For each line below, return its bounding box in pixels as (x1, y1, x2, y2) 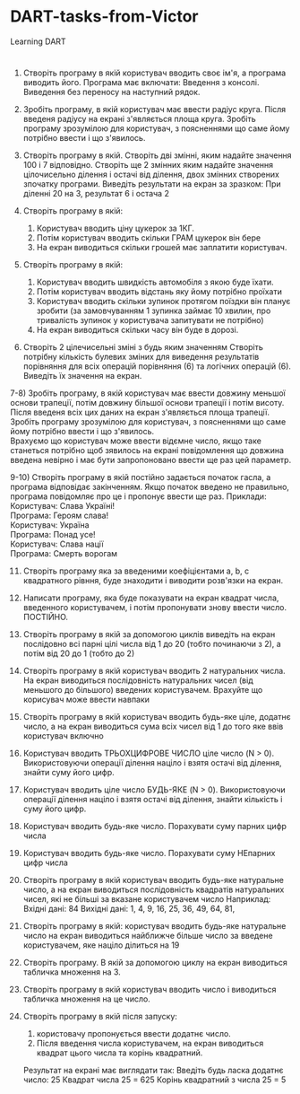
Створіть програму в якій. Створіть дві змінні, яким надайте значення (22, 150, 292, 161)
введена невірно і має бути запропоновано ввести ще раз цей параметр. (10, 455, 292, 466)
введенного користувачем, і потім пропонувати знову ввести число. (22, 602, 287, 613)
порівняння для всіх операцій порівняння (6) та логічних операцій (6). (22, 361, 292, 372)
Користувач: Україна (10, 520, 90, 530)
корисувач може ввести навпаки (22, 694, 150, 705)
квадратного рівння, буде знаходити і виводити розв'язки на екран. (22, 575, 284, 586)
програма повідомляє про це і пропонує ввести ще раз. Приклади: (10, 491, 267, 502)
